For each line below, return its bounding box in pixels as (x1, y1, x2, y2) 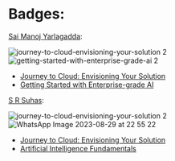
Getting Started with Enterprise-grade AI (19, 80, 154, 89)
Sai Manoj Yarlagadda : (8, 31, 83, 41)
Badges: (8, 5, 65, 23)
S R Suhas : (8, 95, 44, 105)
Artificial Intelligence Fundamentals (19, 143, 136, 153)
